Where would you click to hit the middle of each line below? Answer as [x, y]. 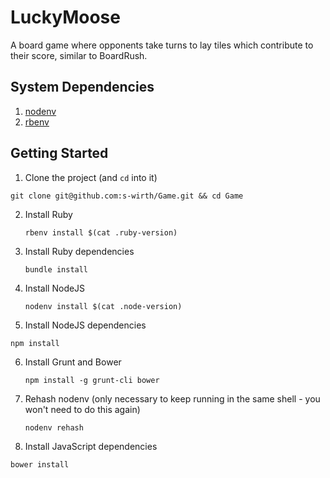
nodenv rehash [54, 427]
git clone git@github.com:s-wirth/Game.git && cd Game [127, 196]
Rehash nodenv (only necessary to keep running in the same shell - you [172, 398]
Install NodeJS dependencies [85, 325]
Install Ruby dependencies [79, 251]
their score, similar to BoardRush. [79, 55]
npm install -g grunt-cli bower [92, 380]
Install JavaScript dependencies [91, 446]
